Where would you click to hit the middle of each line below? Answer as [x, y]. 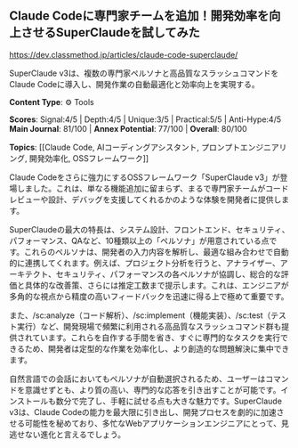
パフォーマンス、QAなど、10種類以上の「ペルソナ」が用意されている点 [139, 240]
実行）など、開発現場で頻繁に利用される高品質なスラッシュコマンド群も [149, 326]
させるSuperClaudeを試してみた [110, 33]
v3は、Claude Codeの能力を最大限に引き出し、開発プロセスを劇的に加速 [143, 411]
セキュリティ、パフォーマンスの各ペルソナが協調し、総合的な [169, 273]
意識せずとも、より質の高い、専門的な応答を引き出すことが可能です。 [153, 389]
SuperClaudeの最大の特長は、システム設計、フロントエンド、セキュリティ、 [149, 229]
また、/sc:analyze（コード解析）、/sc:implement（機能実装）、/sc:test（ [140, 315]
